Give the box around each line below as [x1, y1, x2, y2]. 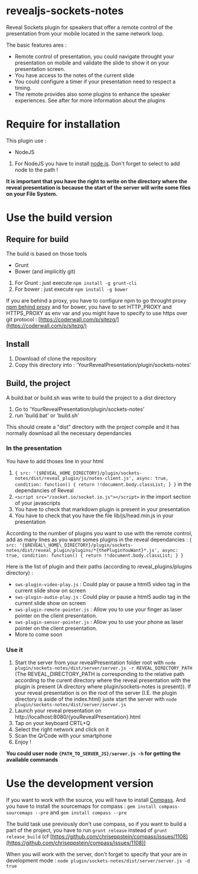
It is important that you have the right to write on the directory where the [6, 177, 187, 184]
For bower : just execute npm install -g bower [14, 285, 128, 293]
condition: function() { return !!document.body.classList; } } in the [14, 480, 192, 488]
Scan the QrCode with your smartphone [14, 732, 112, 739]
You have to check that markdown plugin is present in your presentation [14, 505, 190, 512]
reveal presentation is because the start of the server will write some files [6, 184, 191, 191]
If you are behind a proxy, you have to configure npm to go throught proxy [6, 297, 187, 304]
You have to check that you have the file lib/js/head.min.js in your [14, 512, 174, 519]
